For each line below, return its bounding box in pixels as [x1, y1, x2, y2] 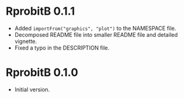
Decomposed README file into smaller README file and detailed [14, 31, 178, 38]
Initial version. [14, 86, 50, 93]
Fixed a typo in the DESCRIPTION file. [14, 44, 110, 51]
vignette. [14, 37, 37, 45]
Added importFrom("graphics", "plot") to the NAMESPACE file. [14, 24, 177, 32]
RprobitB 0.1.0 [6, 66, 79, 80]
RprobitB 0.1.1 [6, 4, 75, 18]
